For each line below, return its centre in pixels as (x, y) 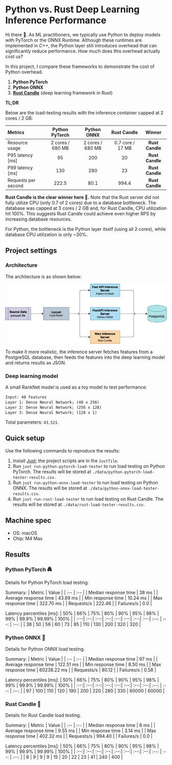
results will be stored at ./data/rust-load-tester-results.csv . (79, 504)
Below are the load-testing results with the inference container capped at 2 (84, 113)
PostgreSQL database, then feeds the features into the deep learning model (85, 357)
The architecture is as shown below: (44, 277)
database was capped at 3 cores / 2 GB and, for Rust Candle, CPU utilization (86, 208)
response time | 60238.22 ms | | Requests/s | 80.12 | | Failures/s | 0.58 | (81, 670)
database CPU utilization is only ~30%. (47, 234)
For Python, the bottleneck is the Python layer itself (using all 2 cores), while (86, 229)
